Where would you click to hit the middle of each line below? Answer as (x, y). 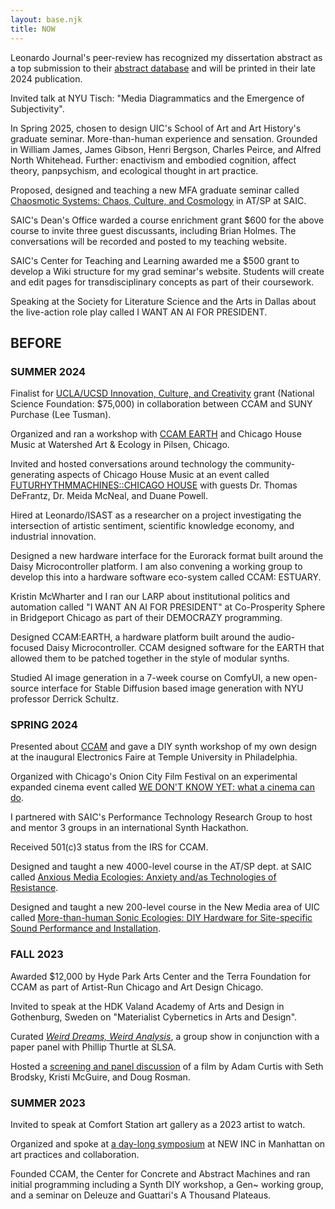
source (25, 688)
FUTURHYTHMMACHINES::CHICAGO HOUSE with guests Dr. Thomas (154, 485)
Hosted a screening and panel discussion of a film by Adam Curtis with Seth (167, 1066)
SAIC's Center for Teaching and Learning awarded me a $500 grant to (155, 260)
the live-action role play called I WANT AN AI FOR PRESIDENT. (139, 312)
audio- (282, 637)
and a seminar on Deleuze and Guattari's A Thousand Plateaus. (141, 1195)
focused (27, 648)
